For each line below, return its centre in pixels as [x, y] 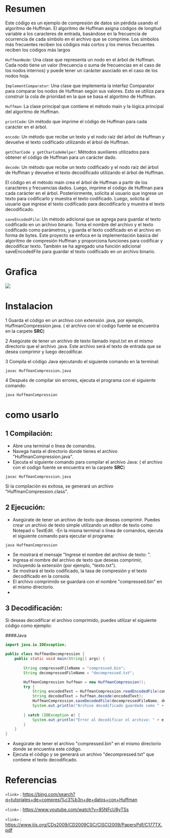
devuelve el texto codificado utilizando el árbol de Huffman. [68, 142]
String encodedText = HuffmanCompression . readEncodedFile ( [96, 691]
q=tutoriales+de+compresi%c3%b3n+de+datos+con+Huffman [71, 800]
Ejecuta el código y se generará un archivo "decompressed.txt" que [83, 754]
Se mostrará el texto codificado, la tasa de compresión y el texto [80, 571]
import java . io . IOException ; [36, 645]
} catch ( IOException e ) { [52, 715]
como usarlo [32, 415]
